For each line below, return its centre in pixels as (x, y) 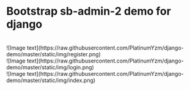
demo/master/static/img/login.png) (50, 67)
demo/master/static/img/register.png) (53, 54)
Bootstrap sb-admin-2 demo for (89, 11)
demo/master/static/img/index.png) (51, 80)
